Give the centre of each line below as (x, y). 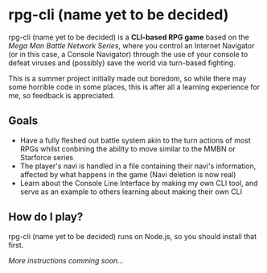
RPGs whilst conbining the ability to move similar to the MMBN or (127, 149)
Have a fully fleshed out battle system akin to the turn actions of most (135, 140)
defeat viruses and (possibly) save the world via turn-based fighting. (122, 63)
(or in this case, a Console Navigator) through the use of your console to (128, 54)
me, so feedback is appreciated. (62, 95)
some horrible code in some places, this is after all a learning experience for (134, 87)
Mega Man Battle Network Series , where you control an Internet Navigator (131, 45)
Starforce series (47, 157)
